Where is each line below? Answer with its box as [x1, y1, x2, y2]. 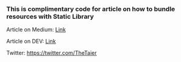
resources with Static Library [6, 12, 94, 20]
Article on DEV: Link [6, 38, 56, 45]
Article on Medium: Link [6, 26, 66, 33]
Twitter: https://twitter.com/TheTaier [6, 49, 97, 57]
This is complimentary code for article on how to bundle [6, 5, 176, 13]
